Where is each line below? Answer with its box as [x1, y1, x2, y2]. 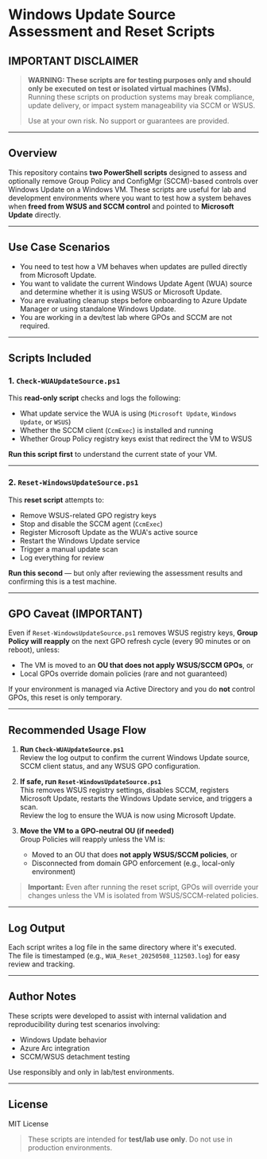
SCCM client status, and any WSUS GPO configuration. [19, 762, 201, 771]
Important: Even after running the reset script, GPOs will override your [27, 882, 259, 892]
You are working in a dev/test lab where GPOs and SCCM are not [19, 312, 233, 322]
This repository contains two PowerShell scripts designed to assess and [8, 167, 247, 177]
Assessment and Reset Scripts [8, 22, 215, 41]
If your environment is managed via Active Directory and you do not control [8, 685, 256, 694]
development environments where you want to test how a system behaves [8, 193, 252, 202]
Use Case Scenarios [8, 240, 110, 254]
